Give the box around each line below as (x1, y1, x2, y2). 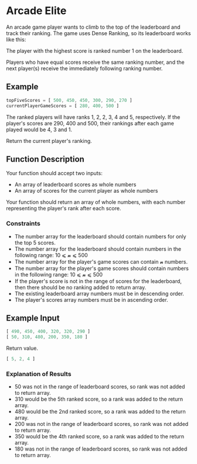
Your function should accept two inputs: (6, 170, 103, 177)
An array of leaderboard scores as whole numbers (14, 181, 137, 188)
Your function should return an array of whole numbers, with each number (6, 199, 186, 206)
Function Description (6, 154, 85, 164)
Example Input (6, 313, 60, 323)
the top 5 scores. (14, 239, 56, 246)
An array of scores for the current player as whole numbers (14, 187, 158, 195)
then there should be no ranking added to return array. (14, 284, 147, 291)
